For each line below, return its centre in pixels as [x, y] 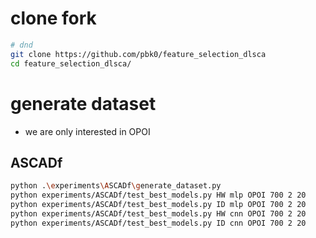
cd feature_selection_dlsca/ [71, 63]
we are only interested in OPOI [87, 131]
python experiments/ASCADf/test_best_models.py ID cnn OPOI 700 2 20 [158, 223]
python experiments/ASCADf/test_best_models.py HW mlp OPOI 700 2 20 [158, 195]
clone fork [53, 18]
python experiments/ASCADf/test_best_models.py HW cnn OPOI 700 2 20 [158, 213]
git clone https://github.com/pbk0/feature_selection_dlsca [138, 54]
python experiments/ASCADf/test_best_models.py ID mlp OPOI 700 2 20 [158, 205]
